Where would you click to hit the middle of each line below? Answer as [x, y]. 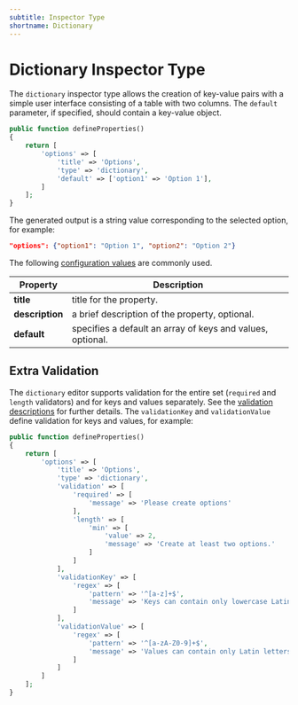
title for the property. [114, 300]
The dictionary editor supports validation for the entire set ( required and [143, 392]
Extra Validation [54, 371]
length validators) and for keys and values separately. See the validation [141, 402]
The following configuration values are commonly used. [111, 263]
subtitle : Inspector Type [57, 17]
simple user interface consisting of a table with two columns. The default [143, 104]
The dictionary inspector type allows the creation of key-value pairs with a [146, 94]
